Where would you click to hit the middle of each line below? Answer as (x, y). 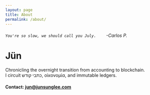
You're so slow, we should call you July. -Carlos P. (66, 35)
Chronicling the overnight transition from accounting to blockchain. (75, 70)
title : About (19, 15)
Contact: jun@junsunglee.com (38, 87)
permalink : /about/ (26, 19)
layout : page (19, 10)
